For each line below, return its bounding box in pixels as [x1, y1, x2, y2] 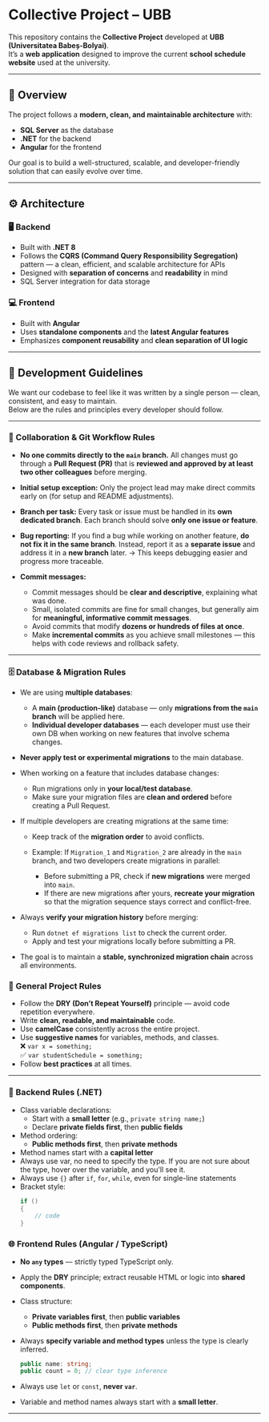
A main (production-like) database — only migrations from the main [31, 703, 259, 713]
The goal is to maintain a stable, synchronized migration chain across [19, 952, 254, 962]
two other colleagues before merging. [19, 467, 147, 477]
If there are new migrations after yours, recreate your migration [43, 888, 255, 898]
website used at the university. [8, 58, 110, 67]
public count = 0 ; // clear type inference [19, 1368, 168, 1376]
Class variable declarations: [19, 1105, 112, 1114]
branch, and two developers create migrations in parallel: [31, 856, 220, 866]
